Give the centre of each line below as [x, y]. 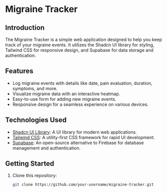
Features [19, 71]
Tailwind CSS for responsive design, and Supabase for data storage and [79, 50]
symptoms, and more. [35, 88]
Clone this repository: [34, 176]
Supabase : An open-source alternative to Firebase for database [78, 143]
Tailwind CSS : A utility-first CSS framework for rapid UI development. [83, 137]
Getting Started [30, 164]
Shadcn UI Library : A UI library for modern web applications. [74, 132]
